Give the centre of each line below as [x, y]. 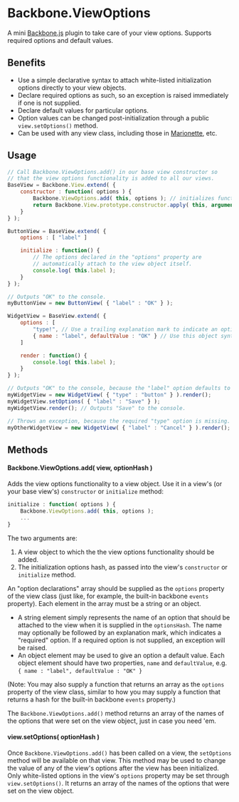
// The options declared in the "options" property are [117, 257]
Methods [28, 449]
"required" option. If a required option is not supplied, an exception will [121, 640]
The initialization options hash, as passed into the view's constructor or [122, 567]
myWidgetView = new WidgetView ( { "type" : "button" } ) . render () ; [110, 395]
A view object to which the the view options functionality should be [116, 552]
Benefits [27, 63]
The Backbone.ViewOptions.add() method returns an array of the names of [116, 713]
